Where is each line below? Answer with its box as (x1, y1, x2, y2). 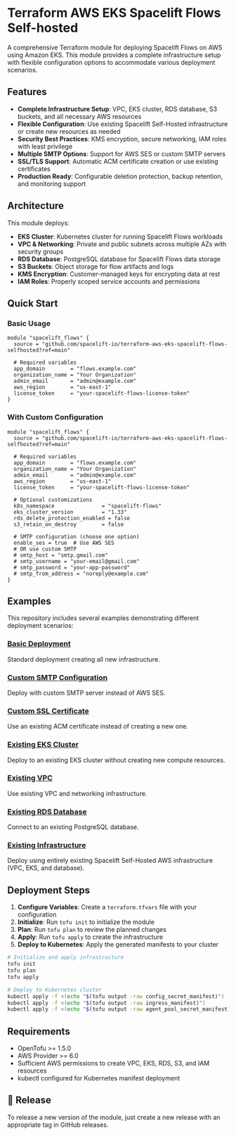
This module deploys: (7, 218, 70, 227)
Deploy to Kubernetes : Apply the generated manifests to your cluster (17, 940, 219, 949)
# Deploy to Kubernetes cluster (7, 986, 102, 993)
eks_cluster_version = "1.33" (13, 508, 128, 515)
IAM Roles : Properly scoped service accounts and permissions (17, 277, 200, 286)
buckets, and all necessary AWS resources (17, 112, 142, 120)
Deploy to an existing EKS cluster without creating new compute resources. (7, 755, 225, 764)
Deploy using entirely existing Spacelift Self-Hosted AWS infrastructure (7, 857, 213, 865)
